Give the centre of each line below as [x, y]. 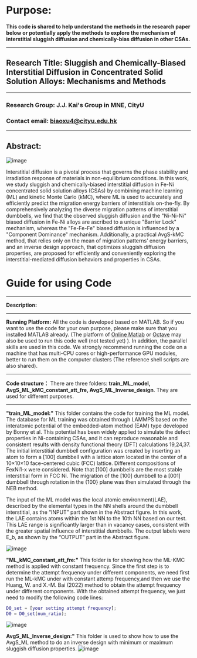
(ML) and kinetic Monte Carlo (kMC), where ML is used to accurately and [94, 197]
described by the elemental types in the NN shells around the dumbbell [92, 506]
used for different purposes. [40, 396]
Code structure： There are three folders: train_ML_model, [78, 383]
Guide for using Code [59, 283]
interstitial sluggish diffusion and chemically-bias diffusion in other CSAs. [98, 39]
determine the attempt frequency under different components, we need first [98, 572]
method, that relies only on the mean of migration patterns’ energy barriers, [97, 240]
